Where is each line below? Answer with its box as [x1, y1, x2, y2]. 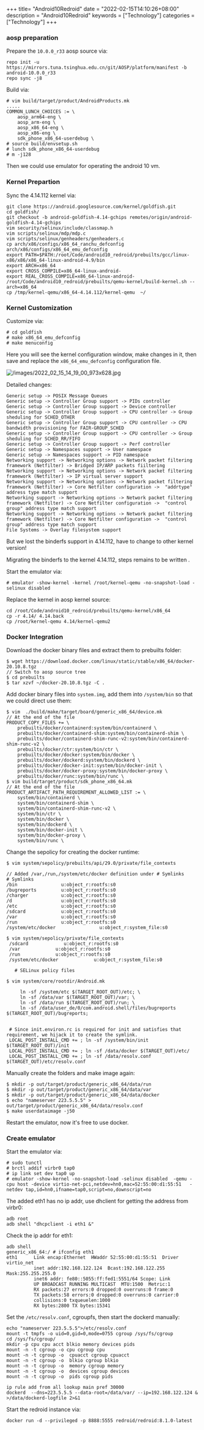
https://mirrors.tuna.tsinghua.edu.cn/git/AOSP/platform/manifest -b [6, 64, 188, 71]
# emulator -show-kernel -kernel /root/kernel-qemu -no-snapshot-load [6, 579, 190, 586]
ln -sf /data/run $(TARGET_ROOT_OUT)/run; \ [20, 1000, 136, 1006]
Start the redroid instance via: [6, 1406, 81, 1413]
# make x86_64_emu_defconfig [6, 334, 81, 341]
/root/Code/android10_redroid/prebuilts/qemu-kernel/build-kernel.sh [6, 278, 188, 284]
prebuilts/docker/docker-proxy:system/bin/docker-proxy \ [17, 768, 168, 774]
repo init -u [6, 59, 40, 66]
